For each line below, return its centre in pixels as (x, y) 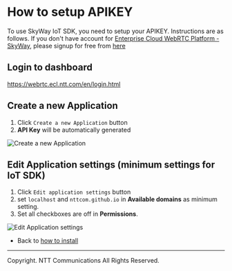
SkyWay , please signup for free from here (66, 46)
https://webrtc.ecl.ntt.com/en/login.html (64, 84)
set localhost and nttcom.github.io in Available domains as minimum (117, 199)
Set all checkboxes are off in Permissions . (77, 214)
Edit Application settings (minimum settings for (111, 164)
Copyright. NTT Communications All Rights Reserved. (84, 261)
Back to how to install (48, 241)
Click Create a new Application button (72, 122)
